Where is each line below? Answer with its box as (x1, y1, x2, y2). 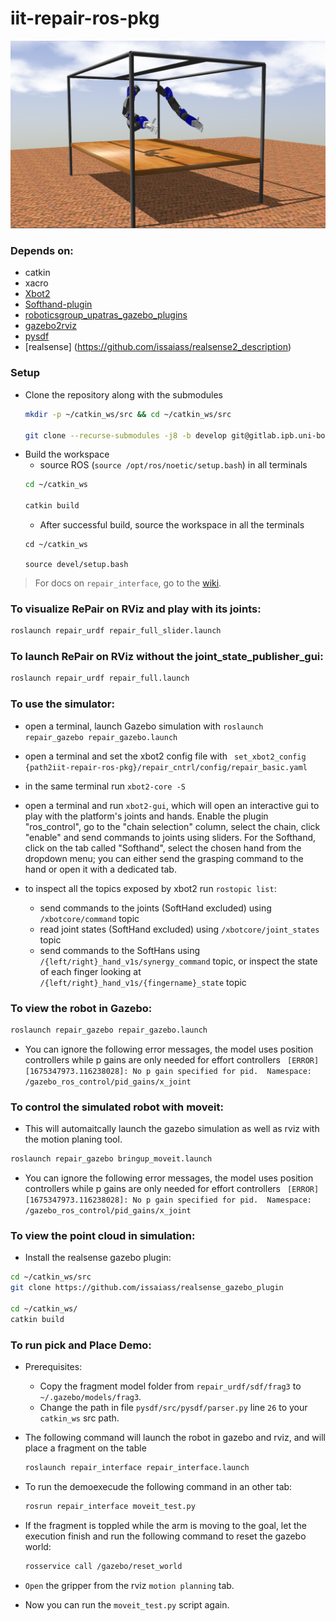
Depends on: (10, 244, 74, 258)
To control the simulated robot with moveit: (10, 1100, 224, 1114)
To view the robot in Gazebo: (10, 1001, 153, 1015)
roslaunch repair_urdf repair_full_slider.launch (10, 626, 222, 636)
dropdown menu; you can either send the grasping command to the (24, 852, 304, 864)
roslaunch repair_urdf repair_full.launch (10, 673, 190, 684)
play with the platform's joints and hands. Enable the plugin (24, 810, 269, 822)
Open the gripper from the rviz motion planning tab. (24, 1579, 235, 1591)
